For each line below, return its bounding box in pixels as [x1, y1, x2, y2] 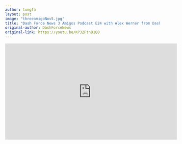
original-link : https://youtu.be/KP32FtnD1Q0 [5, 30, 100, 35]
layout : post [5, 12, 32, 17]
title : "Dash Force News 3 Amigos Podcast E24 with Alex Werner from [5, 21, 151, 26]
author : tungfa [5, 7, 36, 12]
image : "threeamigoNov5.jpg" [5, 16, 65, 21]
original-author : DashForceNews [5, 25, 71, 30]
